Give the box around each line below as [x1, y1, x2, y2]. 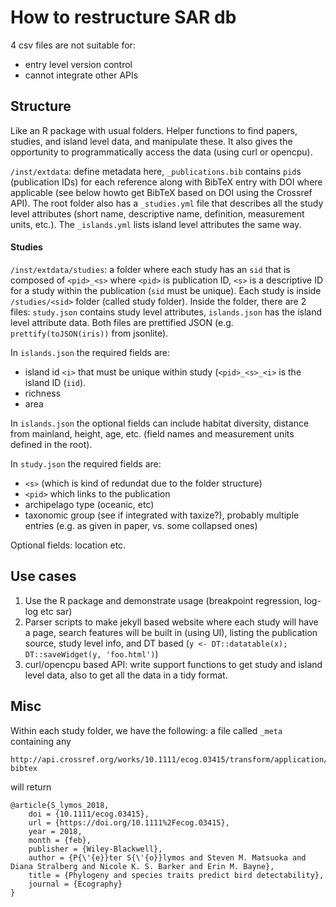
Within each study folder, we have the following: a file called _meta [10, 724, 283, 736]
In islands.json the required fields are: [10, 346, 171, 358]
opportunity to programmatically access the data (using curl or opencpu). [10, 146, 313, 158]
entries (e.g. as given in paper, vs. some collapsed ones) [24, 519, 258, 531]
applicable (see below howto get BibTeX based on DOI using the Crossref [10, 186, 313, 198]
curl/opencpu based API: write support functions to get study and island [24, 658, 323, 670]
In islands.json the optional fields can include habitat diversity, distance [10, 417, 310, 429]
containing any [10, 735, 72, 747]
